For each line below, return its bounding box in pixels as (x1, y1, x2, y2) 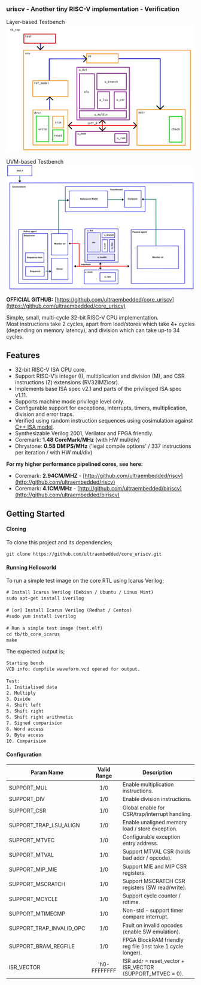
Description (142, 769, 172, 776)
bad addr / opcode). (122, 854, 172, 862)
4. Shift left (6, 702, 42, 709)
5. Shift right (6, 708, 44, 715)
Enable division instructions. (122, 796, 191, 803)
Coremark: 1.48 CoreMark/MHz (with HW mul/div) (14, 436, 141, 444)
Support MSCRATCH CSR (122, 877, 185, 884)
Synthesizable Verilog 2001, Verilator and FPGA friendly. (14, 430, 154, 437)
